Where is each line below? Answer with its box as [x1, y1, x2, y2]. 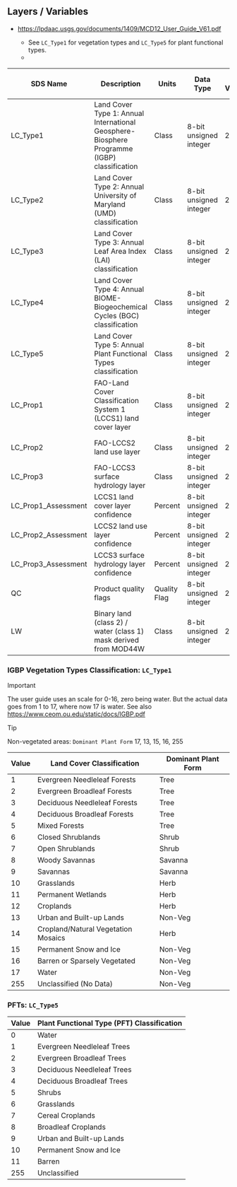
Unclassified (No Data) [37, 979, 113, 989]
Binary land [94, 608, 132, 618]
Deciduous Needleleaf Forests [37, 798, 138, 808]
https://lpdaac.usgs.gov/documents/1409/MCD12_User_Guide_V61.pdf [17, 24, 221, 33]
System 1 [94, 404, 126, 414]
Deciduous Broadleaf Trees [37, 1076, 128, 1086]
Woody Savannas [37, 855, 95, 865]
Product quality [94, 583, 145, 593]
